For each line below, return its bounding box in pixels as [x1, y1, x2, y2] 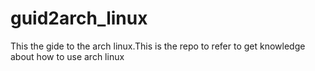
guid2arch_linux [10, 7, 148, 30]
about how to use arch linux [10, 50, 125, 62]
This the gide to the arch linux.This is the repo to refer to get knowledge [10, 40, 306, 52]
